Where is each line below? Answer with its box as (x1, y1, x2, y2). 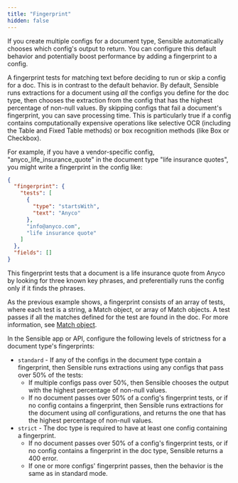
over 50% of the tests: (17, 370, 84, 379)
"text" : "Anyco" (33, 209, 81, 217)
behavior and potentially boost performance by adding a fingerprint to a (7, 51, 218, 61)
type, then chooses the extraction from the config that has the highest (7, 95, 213, 104)
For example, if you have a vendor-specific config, (7, 147, 155, 156)
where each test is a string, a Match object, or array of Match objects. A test (7, 305, 230, 313)
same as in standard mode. (28, 469, 108, 477)
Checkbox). (7, 133, 41, 142)
